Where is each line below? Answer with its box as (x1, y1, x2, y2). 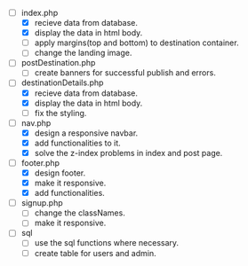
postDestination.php (20, 58, 96, 68)
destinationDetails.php (20, 77, 104, 88)
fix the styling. (34, 107, 87, 118)
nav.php (20, 117, 52, 128)
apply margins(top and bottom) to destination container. (34, 37, 239, 48)
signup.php (20, 198, 63, 208)
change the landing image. (34, 48, 132, 59)
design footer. (34, 168, 86, 178)
